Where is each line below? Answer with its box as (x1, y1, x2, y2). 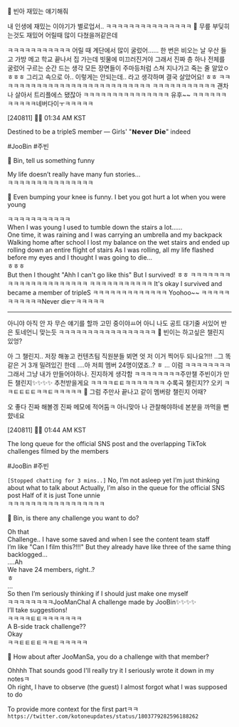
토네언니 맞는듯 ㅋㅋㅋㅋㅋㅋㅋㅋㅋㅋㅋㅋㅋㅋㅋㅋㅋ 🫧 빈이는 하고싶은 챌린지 (14, 328, 225, 336)
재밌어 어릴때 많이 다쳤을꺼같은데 (26, 31, 118, 39)
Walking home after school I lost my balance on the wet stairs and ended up (7, 238, 230, 246)
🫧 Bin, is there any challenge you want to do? (7, 514, 139, 522)
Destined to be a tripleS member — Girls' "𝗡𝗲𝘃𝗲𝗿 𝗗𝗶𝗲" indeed (7, 127, 191, 136)
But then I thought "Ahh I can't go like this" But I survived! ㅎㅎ (7, 270, 189, 279)
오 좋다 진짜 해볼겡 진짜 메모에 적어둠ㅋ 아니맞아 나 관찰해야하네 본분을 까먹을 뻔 (7, 403, 230, 411)
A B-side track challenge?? (7, 622, 87, 630)
